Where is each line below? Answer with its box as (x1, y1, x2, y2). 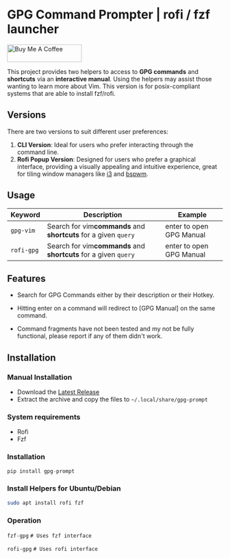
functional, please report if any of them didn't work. (16, 332, 163, 340)
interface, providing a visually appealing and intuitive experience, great (16, 162, 218, 170)
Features (7, 272, 46, 284)
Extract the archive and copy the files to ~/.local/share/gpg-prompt (16, 395, 208, 404)
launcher (7, 21, 60, 37)
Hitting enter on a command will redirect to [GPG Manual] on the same (16, 304, 216, 313)
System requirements (7, 412, 81, 421)
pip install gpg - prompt (7, 467, 75, 475)
